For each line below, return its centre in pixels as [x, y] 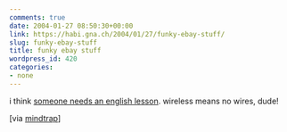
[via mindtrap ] [35, 118]
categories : [31, 68]
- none [21, 76]
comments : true [37, 17]
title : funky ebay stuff [55, 51]
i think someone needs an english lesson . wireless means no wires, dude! [144, 101]
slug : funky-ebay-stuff [53, 42]
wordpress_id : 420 [43, 59]
